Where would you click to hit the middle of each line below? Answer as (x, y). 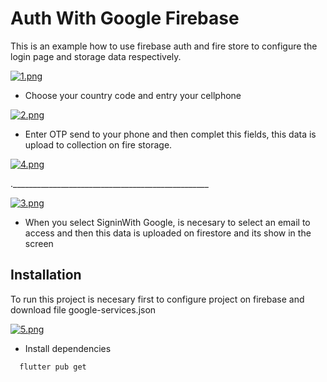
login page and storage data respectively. (96, 56)
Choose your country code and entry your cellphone (133, 95)
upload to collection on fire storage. (98, 144)
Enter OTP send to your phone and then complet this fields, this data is (170, 134)
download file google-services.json (83, 309)
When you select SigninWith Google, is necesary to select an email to (167, 222)
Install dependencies (68, 348)
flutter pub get (53, 367)
